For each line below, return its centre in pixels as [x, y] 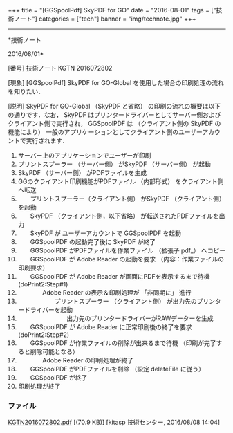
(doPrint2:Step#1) [43, 284]
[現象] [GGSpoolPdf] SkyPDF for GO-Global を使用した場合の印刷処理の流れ [116, 83]
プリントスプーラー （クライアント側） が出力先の [126, 301]
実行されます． [47, 141]
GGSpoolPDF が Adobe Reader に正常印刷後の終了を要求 [111, 327]
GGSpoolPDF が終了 [59, 378]
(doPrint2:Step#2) [44, 335]
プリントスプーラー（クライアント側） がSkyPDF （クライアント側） [128, 199]
